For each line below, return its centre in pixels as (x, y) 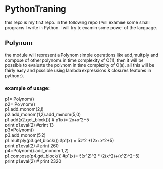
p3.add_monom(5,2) (26, 135)
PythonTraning (36, 9)
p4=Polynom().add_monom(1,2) (37, 151)
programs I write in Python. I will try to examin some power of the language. (81, 27)
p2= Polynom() (20, 104)
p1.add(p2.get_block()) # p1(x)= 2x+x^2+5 (47, 120)
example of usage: (28, 88)
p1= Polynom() (20, 99)
